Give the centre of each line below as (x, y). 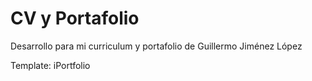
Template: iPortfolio (50, 65)
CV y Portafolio (75, 18)
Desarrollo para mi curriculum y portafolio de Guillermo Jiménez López (156, 46)
